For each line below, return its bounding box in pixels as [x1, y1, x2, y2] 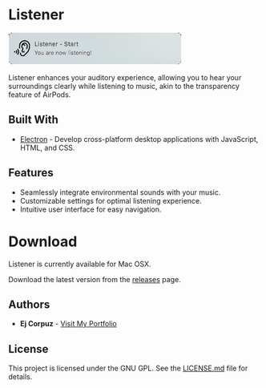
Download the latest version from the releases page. [8, 274, 182, 284]
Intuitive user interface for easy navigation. [19, 204, 162, 214]
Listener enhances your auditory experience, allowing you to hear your [8, 72, 242, 82]
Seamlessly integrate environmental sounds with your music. [19, 187, 221, 197]
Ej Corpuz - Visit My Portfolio [19, 319, 118, 329]
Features [8, 166, 54, 180]
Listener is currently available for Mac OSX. [8, 259, 151, 269]
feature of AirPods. [8, 90, 71, 99]
